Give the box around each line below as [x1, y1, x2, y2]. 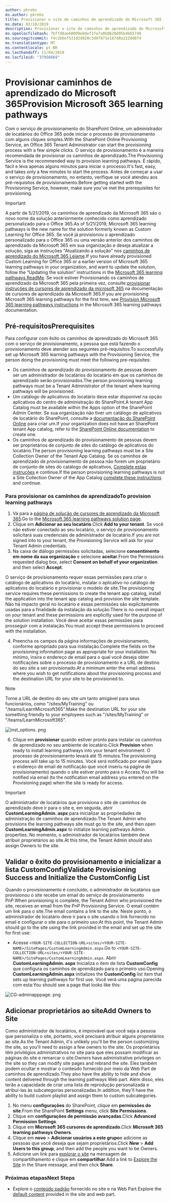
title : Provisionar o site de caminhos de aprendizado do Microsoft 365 [5, 17, 162, 22]
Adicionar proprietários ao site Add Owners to [5, 1006, 151, 1015]
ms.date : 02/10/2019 [5, 21, 49, 27]
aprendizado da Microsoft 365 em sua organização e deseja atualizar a [5, 242, 153, 249]
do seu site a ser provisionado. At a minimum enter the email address [12, 665, 156, 671]
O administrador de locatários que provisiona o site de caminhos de [5, 799, 147, 806]
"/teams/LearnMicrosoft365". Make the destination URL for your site [5, 706, 146, 712]
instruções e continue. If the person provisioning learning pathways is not [12, 469, 165, 475]
